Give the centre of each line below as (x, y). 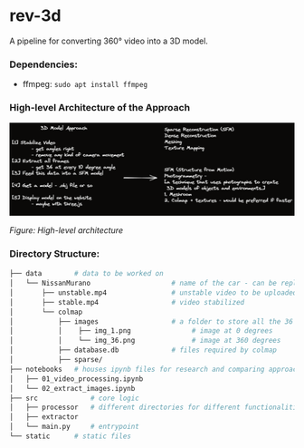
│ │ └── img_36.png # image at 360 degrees (145, 341)
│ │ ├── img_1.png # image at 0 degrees (141, 331)
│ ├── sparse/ (56, 360)
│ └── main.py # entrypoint (75, 427)
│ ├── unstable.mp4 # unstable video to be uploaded (153, 292)
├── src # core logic (75, 398)
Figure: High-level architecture (66, 230)
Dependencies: (44, 64)
